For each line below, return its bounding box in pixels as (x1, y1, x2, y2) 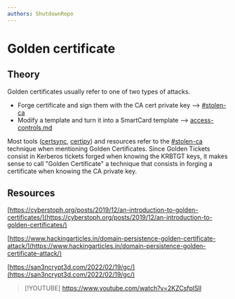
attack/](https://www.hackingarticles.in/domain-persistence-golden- (7, 242, 206, 250)
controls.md (17, 123, 53, 132)
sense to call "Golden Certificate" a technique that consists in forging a (7, 159, 213, 167)
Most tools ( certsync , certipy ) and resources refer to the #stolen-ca (7, 136, 203, 145)
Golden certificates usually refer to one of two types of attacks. (7, 87, 191, 96)
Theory (7, 68, 41, 81)
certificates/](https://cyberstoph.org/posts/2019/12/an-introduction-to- (7, 213, 213, 222)
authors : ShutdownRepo (7, 10, 74, 18)
